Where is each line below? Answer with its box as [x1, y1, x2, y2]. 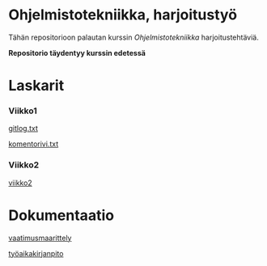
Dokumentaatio [8, 206, 115, 224]
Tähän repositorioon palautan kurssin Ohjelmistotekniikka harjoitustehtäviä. [8, 32, 259, 42]
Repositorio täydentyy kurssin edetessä [8, 48, 146, 57]
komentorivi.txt [8, 139, 59, 149]
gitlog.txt [8, 124, 39, 133]
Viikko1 [8, 105, 38, 116]
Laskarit [8, 77, 65, 95]
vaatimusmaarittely [8, 233, 72, 243]
